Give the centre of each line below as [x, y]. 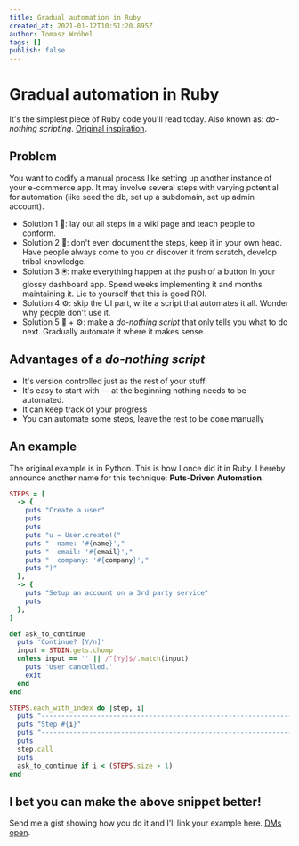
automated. [43, 399]
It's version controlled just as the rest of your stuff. [114, 381]
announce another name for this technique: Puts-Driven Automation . [137, 478]
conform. [39, 233]
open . [20, 833]
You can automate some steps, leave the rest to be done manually [143, 418]
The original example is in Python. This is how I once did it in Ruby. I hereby [147, 468]
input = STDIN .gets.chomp [65, 650]
